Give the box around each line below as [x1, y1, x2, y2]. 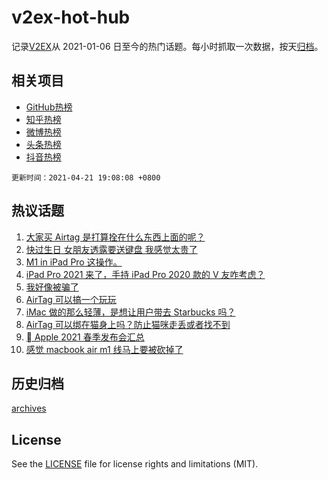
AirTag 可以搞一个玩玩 [25, 293, 117, 305]
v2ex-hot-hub [11, 6, 131, 29]
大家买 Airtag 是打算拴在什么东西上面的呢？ [25, 231, 206, 243]
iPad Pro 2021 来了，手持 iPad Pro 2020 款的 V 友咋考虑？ [25, 268, 266, 280]
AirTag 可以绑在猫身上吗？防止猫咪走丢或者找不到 [25, 318, 231, 330]
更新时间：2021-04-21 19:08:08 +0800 [11, 172, 161, 183]
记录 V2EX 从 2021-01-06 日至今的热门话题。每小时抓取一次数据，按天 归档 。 [11, 40, 324, 52]
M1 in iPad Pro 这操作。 [25, 256, 123, 268]
